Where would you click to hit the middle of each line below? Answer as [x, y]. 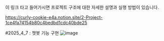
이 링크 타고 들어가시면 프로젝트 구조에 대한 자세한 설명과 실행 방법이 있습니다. [82, 7]
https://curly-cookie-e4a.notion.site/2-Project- [54, 17]
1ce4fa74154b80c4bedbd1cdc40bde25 [46, 22]
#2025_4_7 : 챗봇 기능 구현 [32, 33]
